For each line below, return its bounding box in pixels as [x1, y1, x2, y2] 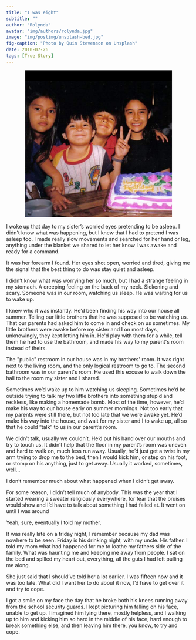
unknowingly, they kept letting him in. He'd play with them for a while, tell [6, 332, 183, 339]
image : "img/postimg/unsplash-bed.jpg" [6, 34, 104, 41]
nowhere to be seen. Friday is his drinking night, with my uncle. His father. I [6, 537, 188, 544]
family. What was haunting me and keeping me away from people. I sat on [6, 549, 185, 556]
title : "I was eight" [6, 9, 59, 15]
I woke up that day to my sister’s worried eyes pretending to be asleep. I [6, 223, 180, 230]
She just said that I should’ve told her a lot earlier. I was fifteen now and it [6, 573, 183, 580]
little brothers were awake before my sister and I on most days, [6, 326, 158, 333]
